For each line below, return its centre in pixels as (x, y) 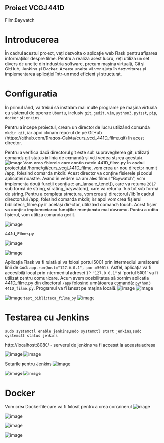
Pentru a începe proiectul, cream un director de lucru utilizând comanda (78, 127)
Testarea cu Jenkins (47, 317)
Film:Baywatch (20, 20)
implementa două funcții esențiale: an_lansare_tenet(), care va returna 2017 (81, 184)
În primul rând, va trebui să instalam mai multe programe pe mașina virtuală (81, 107)
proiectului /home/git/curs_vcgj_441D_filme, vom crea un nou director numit (81, 168)
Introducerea (32, 40)
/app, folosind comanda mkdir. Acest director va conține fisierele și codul (79, 173)
